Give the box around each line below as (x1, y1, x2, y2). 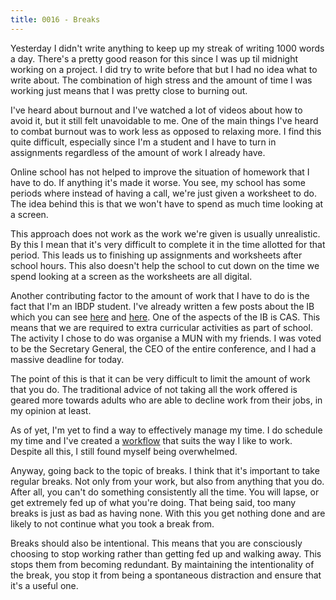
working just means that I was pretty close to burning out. (10, 84, 248, 96)
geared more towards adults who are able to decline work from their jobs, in (10, 394, 323, 406)
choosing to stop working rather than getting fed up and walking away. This (10, 547, 322, 560)
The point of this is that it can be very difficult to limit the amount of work (10, 372, 311, 385)
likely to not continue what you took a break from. (10, 517, 215, 530)
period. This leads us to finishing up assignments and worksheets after (10, 249, 303, 261)
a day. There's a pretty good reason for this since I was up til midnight (10, 52, 298, 65)
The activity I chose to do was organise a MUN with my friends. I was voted (10, 332, 322, 344)
